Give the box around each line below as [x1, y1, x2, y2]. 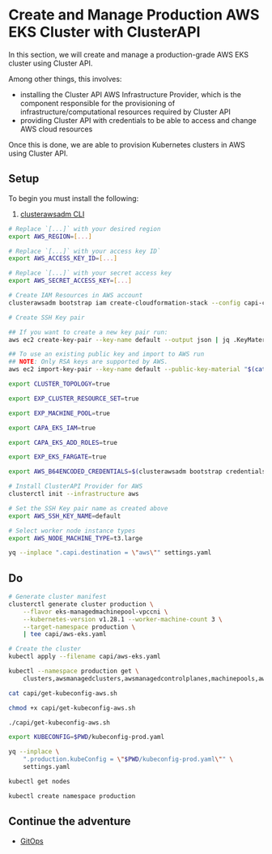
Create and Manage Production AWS [8, 6, 260, 24]
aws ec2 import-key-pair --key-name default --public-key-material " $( [8, 365, 255, 374]
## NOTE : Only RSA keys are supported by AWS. [8, 358, 168, 366]
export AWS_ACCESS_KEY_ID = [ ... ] [8, 254, 117, 263]
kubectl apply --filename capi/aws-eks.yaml [8, 652, 161, 661]
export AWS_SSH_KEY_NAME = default [8, 512, 121, 520]
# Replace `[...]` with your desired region [8, 224, 161, 233]
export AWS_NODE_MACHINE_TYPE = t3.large [8, 534, 143, 542]
